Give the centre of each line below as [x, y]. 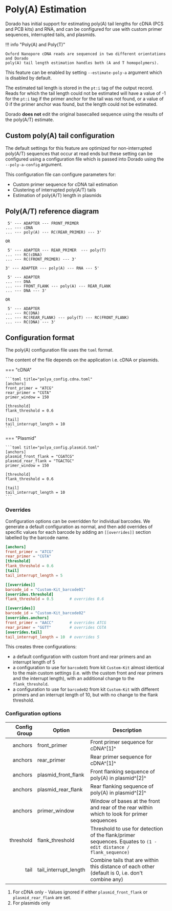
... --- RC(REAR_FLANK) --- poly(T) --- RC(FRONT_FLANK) [67, 317]
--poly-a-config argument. [34, 164]
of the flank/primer [113, 835]
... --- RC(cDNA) [24, 255]
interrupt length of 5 [34, 662]
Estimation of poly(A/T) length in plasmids [57, 195]
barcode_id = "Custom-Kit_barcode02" [46, 613]
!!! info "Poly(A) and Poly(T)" [35, 44]
